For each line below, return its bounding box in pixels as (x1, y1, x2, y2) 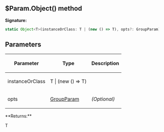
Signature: (5, 17, 27, 23)
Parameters (5, 41, 41, 49)
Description (91, 60, 120, 66)
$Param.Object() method (5, 4, 82, 13)
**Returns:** (5, 113, 32, 119)
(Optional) (91, 95, 115, 102)
